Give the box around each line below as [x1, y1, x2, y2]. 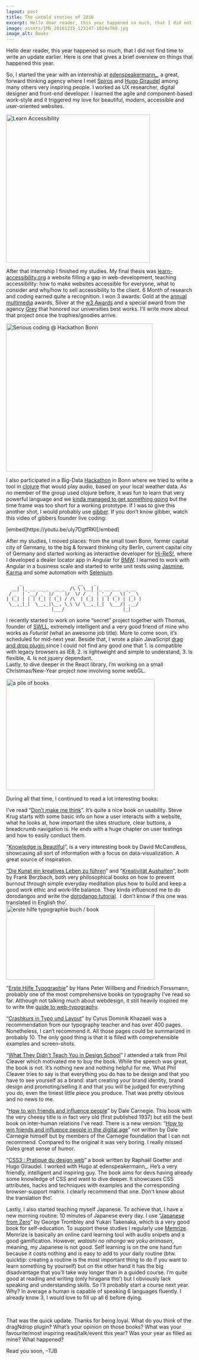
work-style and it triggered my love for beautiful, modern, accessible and [6, 96, 185, 104]
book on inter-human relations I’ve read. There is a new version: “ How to [6, 1120, 184, 1127]
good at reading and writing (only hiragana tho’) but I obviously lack [6, 1275, 171, 1282]
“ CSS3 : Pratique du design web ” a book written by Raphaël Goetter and [6, 1157, 182, 1164]
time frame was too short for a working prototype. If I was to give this [6, 502, 175, 509]
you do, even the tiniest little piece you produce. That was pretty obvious [6, 1090, 184, 1097]
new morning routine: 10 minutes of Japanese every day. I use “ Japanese [6, 1212, 185, 1219]
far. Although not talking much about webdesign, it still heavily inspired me [6, 997, 188, 1004]
